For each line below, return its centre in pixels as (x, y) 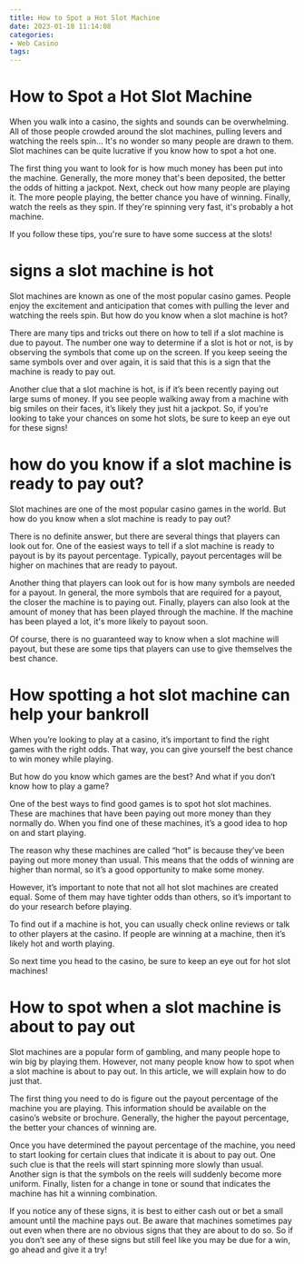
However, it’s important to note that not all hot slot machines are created (144, 887)
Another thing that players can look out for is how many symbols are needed (152, 582)
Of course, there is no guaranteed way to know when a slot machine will (144, 639)
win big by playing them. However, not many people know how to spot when (152, 1061)
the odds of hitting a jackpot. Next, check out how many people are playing (150, 188)
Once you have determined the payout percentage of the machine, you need (152, 1145)
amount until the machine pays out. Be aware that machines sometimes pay (151, 1220)
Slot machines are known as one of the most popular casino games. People (151, 296)
